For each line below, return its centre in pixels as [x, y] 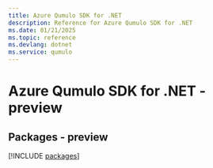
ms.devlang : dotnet [40, 45]
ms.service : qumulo [40, 52]
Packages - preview [58, 137]
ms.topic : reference [42, 37]
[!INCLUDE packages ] [44, 156]
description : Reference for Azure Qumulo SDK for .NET [101, 23]
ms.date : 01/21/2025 [42, 30]
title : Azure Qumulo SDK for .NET [65, 15]
